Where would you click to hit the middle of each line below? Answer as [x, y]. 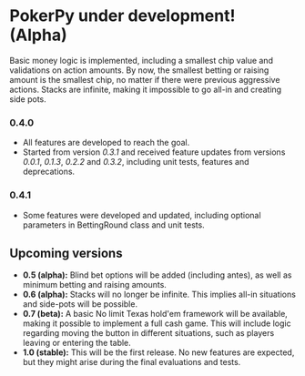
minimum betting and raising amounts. [94, 285]
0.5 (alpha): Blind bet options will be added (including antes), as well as [157, 275]
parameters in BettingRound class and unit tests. [113, 225]
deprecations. [49, 172]
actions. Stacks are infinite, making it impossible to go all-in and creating [146, 89]
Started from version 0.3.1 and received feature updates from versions [154, 152]
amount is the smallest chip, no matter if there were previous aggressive [145, 79]
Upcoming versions [66, 253]
